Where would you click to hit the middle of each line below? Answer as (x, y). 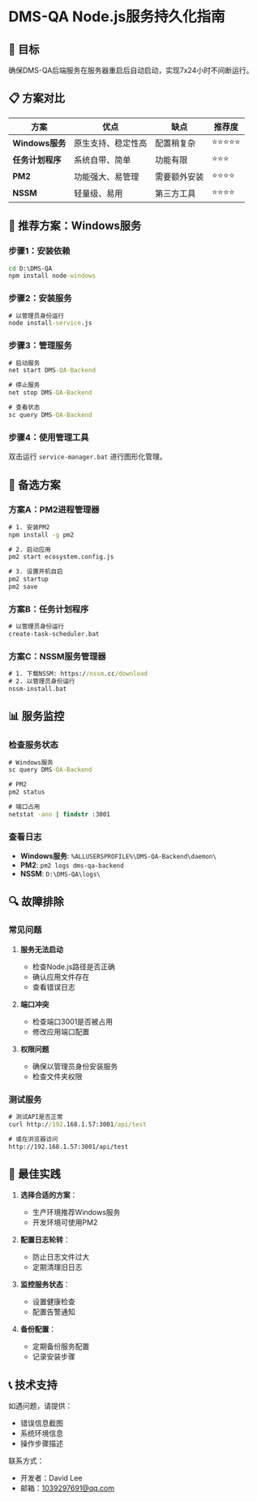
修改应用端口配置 (61, 1031)
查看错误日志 (54, 987)
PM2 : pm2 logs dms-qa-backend (72, 865)
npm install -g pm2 (41, 535)
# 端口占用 (24, 807)
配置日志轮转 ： (45, 1240)
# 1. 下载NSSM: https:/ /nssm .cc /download (78, 674)
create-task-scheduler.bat (54, 634)
